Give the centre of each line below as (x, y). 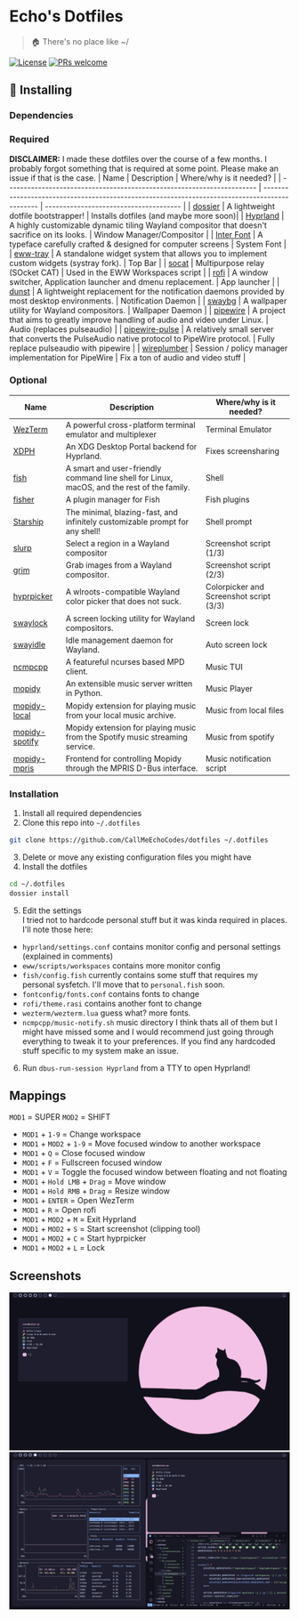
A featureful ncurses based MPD (125, 662)
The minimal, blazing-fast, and (121, 512)
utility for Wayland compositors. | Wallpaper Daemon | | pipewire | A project (148, 310)
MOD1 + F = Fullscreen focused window (92, 1162)
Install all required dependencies (82, 813)
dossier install (39, 893)
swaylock (30, 623)
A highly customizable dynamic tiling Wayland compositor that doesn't (138, 225)
